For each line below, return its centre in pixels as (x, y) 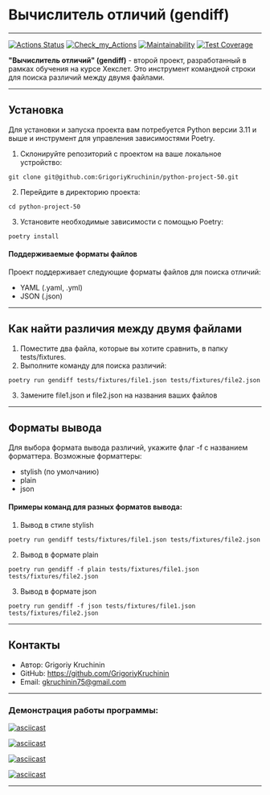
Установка (36, 110)
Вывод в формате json (58, 591)
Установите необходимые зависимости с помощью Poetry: (121, 221)
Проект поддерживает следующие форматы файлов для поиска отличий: (135, 272)
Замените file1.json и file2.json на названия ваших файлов (119, 395)
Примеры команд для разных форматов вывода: (95, 507)
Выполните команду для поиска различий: (93, 365)
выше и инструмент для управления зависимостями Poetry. (112, 138)
